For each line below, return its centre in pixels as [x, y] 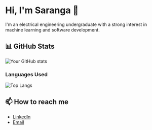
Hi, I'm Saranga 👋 [42, 10]
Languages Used [27, 74]
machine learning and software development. [52, 29]
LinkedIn [22, 117]
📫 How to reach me [37, 102]
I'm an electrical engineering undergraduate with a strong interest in [76, 24]
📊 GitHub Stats [30, 46]
